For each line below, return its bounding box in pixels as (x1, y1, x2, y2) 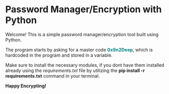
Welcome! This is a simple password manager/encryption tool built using (5, 31, 159, 37)
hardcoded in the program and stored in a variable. (5, 52, 113, 58)
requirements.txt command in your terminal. (5, 73, 100, 79)
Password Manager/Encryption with (5, 4, 162, 15)
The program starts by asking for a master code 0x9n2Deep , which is (5, 46, 153, 53)
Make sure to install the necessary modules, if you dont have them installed (5, 62, 165, 68)
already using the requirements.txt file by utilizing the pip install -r (5, 67, 145, 74)
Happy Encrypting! (5, 83, 47, 89)
